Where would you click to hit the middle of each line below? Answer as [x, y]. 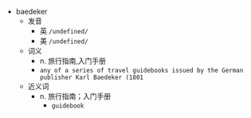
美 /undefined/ [64, 41]
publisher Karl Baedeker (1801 [91, 77]
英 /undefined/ [64, 31]
